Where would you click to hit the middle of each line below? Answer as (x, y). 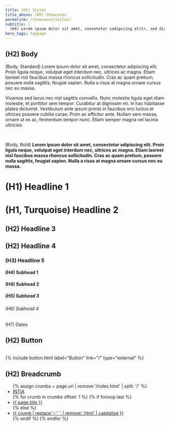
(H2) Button (24, 340)
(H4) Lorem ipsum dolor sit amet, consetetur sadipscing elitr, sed (83, 29)
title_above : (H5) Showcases (36, 15)
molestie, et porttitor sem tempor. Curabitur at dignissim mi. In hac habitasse (85, 103)
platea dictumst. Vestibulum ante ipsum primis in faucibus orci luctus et (80, 109)
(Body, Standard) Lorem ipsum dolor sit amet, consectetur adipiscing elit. (81, 66)
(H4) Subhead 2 (22, 284)
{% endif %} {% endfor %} (40, 419)
